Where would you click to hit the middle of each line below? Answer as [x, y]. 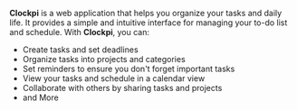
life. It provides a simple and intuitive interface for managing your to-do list [148, 23]
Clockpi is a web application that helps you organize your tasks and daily [146, 13]
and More [40, 97]
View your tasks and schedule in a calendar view [114, 78]
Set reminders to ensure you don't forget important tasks [129, 69]
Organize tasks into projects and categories [104, 59]
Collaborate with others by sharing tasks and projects [122, 88]
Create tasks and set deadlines [80, 50]
